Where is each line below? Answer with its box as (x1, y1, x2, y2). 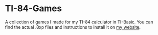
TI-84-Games (5, 3, 62, 14)
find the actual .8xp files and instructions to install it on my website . (5, 24, 141, 30)
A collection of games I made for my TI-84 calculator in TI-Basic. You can (5, 19, 153, 25)
